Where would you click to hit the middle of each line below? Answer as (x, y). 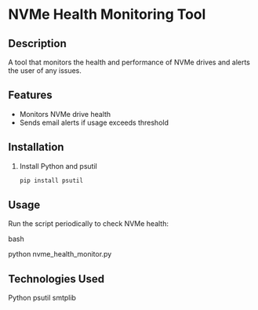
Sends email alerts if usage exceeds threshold (94, 122)
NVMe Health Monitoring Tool (107, 15)
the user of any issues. (45, 71)
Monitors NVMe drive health (65, 114)
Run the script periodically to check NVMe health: (88, 224)
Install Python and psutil (58, 166)
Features (30, 95)
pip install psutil (51, 181)
